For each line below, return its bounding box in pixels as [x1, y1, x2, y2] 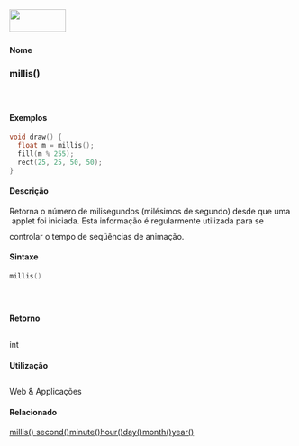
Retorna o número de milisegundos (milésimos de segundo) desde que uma [9, 205, 291, 216]
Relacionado [9, 406, 58, 417]
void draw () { [9, 132, 63, 142]
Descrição [9, 186, 50, 196]
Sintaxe [9, 251, 39, 262]
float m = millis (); [17, 141, 95, 150]
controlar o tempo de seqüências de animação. [9, 231, 185, 241]
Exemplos [9, 113, 48, 123]
